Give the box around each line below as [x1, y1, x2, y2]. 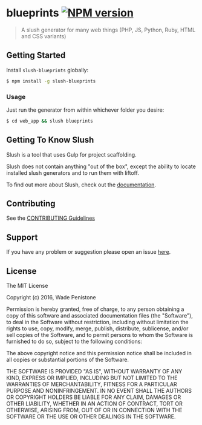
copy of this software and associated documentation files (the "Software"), [6, 312, 194, 319]
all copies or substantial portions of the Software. [6, 356, 129, 364]
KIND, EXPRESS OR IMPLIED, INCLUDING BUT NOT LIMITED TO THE [6, 374, 178, 382]
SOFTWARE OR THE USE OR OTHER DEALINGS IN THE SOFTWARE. [6, 413, 176, 420]
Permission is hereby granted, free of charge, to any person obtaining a [6, 305, 184, 313]
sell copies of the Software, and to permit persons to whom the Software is [6, 331, 194, 339]
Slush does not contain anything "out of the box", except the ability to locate [6, 163, 197, 170]
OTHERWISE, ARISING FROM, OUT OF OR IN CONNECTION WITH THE [6, 407, 183, 414]
